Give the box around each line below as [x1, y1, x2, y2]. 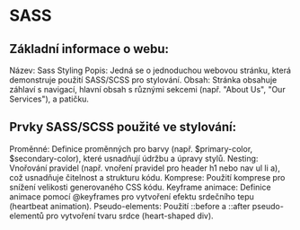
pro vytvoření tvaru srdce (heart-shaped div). [46, 210, 214, 221]
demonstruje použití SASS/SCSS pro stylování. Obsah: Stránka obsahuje [9, 75, 278, 85]
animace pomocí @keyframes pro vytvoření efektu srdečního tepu [9, 190, 254, 202]
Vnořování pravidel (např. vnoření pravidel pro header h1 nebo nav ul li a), [9, 163, 280, 173]
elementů [9, 210, 45, 221]
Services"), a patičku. [9, 93, 90, 104]
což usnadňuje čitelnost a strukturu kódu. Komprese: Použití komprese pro [9, 172, 286, 182]
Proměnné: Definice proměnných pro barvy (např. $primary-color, [9, 143, 253, 154]
